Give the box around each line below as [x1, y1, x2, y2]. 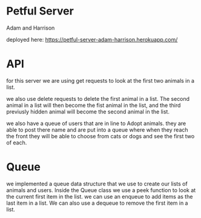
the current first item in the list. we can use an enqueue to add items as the [6, 193, 193, 200]
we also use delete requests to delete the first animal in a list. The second [6, 95, 189, 102]
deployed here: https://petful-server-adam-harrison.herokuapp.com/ [6, 36, 178, 43]
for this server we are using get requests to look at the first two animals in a [6, 77, 195, 84]
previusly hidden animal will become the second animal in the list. [6, 107, 170, 115]
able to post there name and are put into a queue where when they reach [6, 126, 189, 133]
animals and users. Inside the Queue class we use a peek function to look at [6, 186, 196, 194]
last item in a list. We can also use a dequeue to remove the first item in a [6, 199, 188, 207]
